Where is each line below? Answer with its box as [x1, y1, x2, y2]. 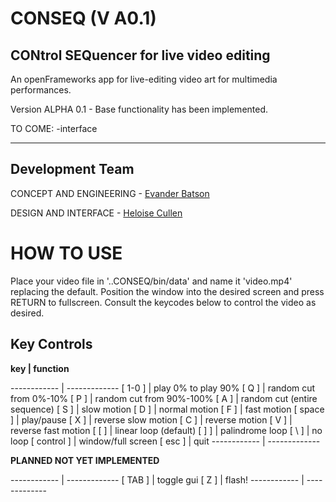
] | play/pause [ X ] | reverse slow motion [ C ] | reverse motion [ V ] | [10, 413, 293, 426]
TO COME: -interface [10, 123, 98, 134]
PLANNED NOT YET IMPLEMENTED [10, 454, 160, 466]
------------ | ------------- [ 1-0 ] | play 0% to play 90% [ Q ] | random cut [10, 382, 316, 394]
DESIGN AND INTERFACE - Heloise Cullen [10, 207, 183, 219]
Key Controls [10, 336, 93, 353]
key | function [10, 362, 70, 374]
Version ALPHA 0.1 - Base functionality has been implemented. [10, 103, 269, 115]
